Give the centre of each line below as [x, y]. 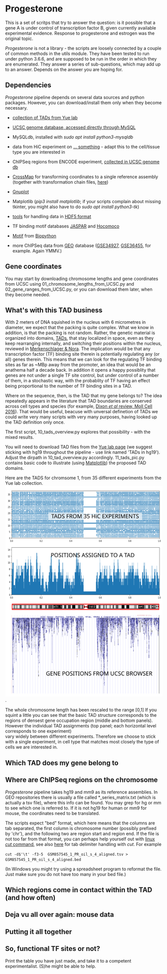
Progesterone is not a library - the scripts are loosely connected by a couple [83, 48]
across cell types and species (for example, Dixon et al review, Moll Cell [79, 406]
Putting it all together [39, 932]
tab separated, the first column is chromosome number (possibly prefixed [81, 828]
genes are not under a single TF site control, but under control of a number [82, 375]
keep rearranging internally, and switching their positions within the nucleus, [83, 344]
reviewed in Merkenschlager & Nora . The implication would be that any [78, 349]
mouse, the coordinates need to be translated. [53, 813]
